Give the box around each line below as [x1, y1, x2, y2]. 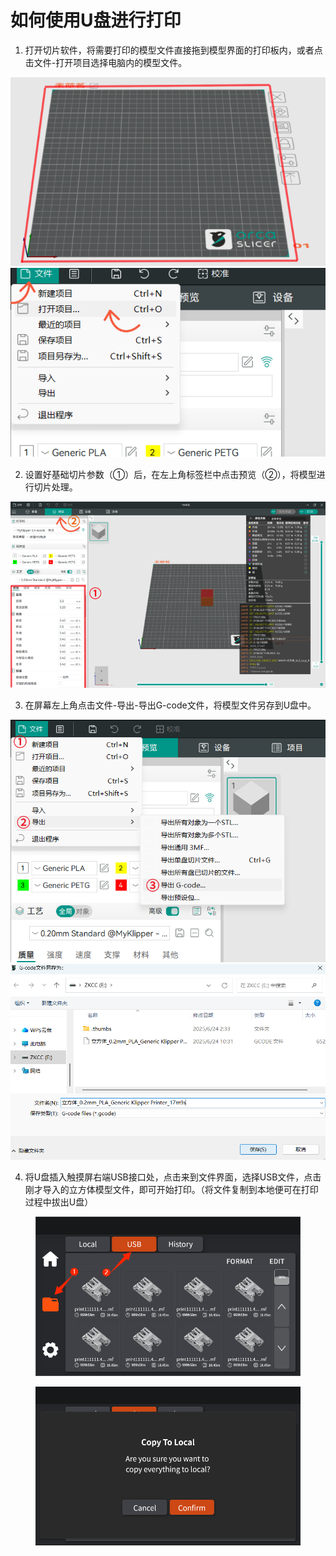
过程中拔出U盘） [24, 1196, 94, 1208]
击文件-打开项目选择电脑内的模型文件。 [24, 56, 188, 68]
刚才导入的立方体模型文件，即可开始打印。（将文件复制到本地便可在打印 [24, 1184, 319, 1196]
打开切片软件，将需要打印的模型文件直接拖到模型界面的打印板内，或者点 [24, 44, 323, 56]
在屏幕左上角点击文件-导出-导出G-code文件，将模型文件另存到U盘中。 [24, 699, 317, 711]
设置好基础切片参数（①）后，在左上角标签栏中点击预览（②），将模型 [24, 469, 317, 481]
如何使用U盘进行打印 [10, 9, 182, 32]
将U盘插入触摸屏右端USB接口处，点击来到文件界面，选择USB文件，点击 [24, 1171, 322, 1183]
